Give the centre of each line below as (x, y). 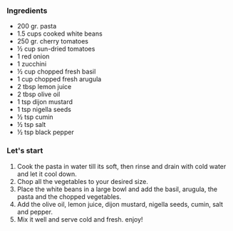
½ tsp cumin (35, 117)
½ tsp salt (31, 125)
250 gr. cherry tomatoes (52, 41)
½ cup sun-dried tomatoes (56, 49)
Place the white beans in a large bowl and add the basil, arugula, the (117, 189)
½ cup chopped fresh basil (56, 72)
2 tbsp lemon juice (44, 87)
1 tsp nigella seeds (44, 110)
